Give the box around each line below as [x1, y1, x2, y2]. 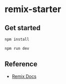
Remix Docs [11, 73, 37, 79]
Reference [4, 60, 38, 68]
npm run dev [4, 46, 29, 51]
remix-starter [4, 4, 62, 15]
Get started [4, 24, 41, 32]
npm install [4, 37, 29, 42]
